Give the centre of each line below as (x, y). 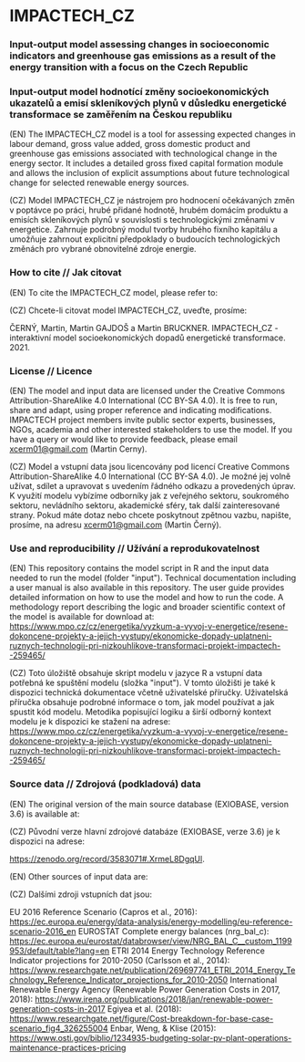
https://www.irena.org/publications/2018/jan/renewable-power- (154, 999)
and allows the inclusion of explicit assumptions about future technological (149, 173)
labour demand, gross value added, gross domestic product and (130, 144)
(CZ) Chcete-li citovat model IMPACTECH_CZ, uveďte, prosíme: (128, 310)
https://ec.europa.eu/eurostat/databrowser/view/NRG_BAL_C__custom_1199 (151, 941)
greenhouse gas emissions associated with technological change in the (143, 154)
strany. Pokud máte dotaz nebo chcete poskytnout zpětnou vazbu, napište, (150, 515)
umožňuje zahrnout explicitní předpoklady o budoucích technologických (145, 239)
